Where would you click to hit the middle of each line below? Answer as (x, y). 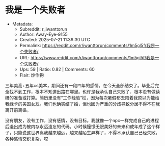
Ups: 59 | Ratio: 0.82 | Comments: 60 (57, 69)
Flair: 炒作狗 (32, 75)
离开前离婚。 (18, 110)
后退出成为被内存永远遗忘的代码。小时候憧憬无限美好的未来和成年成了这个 (80, 126)
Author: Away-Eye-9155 (43, 34)
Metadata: (23, 24)
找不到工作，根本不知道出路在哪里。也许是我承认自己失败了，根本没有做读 (84, 92)
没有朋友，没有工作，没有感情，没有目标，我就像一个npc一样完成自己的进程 (82, 120)
